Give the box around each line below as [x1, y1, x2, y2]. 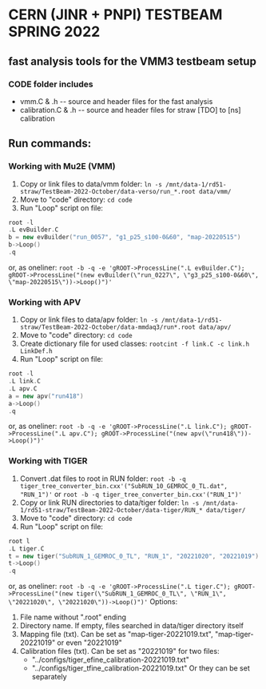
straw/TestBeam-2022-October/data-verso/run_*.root [19, 187, 196, 195]
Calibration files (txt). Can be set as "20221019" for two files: [19, 647, 220, 656]
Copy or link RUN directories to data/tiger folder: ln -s [19, 498, 200, 507]
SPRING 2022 [8, 22, 101, 41]
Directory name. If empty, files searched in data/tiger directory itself [19, 621, 244, 631]
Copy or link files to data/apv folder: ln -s [19, 314, 158, 325]
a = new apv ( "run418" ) [8, 392, 84, 400]
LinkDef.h [19, 347, 54, 355]
